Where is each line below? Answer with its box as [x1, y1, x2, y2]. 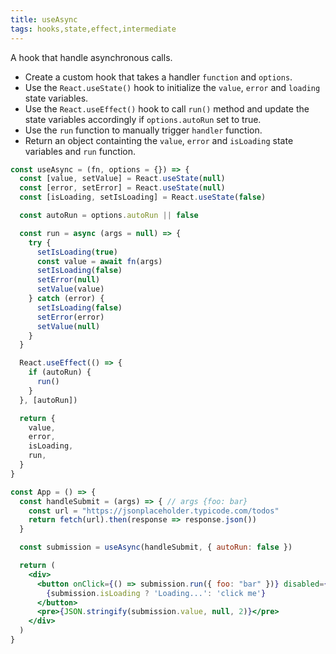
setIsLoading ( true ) [36, 247, 118, 257]
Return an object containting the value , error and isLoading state [24, 134, 294, 146]
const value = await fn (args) [36, 256, 163, 266]
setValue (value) [36, 284, 105, 295]
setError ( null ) [36, 275, 101, 285]
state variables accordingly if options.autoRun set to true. [24, 113, 262, 125]
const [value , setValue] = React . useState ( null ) [19, 174, 226, 184]
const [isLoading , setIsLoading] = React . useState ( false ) [19, 192, 267, 203]
